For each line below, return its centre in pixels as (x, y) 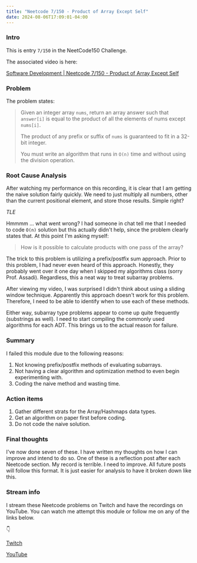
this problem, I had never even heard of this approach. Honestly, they (90, 265)
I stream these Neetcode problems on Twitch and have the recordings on (95, 505)
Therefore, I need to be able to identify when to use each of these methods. (98, 301)
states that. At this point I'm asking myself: (58, 236)
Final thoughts (27, 439)
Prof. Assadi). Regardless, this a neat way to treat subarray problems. (90, 277)
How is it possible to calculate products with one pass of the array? (102, 247)
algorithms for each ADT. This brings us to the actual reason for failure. (92, 325)
